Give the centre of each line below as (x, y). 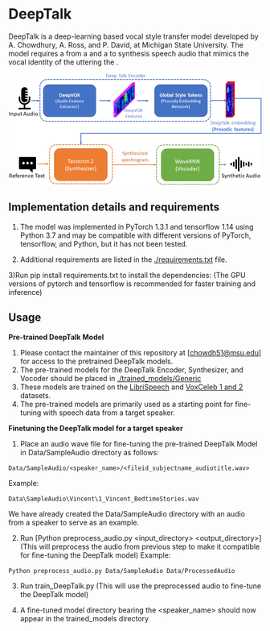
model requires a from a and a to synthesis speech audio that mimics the (129, 53)
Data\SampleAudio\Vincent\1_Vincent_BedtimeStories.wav (104, 499)
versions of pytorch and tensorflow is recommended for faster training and (132, 284)
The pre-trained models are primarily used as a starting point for (127, 404)
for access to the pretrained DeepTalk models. (96, 361)
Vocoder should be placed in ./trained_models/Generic (110, 378)
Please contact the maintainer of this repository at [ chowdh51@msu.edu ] (141, 352)
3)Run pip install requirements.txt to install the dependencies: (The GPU (127, 275)
